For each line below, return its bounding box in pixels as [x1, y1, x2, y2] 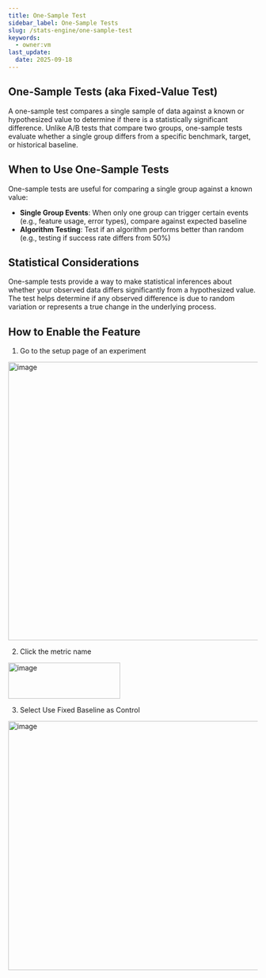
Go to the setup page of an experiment [19, 346, 146, 356]
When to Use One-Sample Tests [8, 163, 169, 177]
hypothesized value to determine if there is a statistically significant [8, 114, 228, 124]
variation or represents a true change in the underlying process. [8, 302, 217, 311]
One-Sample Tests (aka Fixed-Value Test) [8, 85, 218, 99]
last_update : [8, 48, 51, 56]
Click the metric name [19, 647, 92, 656]
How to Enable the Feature [8, 325, 141, 338]
